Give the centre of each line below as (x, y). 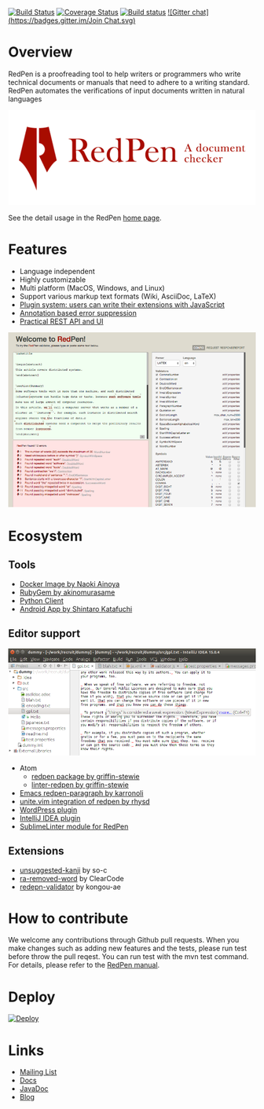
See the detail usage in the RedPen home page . (85, 218)
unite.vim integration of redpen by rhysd (85, 801)
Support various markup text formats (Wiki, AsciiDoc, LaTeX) (118, 296)
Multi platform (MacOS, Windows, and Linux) (92, 288)
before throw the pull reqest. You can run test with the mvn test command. (128, 957)
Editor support (44, 633)
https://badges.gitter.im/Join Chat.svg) (73, 20)
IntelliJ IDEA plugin (50, 818)
